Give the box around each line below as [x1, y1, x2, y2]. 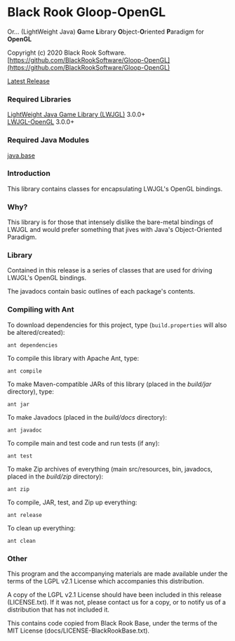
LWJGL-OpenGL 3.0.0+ [7, 118, 75, 126]
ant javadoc [7, 427, 42, 434]
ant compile [7, 367, 42, 375]
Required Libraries [7, 94, 72, 104]
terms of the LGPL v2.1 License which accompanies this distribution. [7, 577, 205, 586]
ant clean [7, 537, 36, 544]
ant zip [7, 485, 30, 492]
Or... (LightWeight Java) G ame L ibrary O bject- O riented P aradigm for [7, 27, 205, 36]
